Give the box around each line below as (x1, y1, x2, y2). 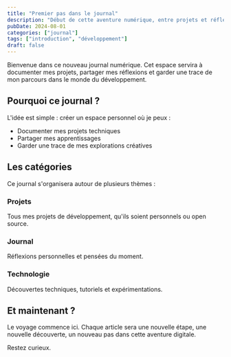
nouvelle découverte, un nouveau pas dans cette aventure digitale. (7, 330, 197, 338)
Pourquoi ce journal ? (7, 95, 100, 107)
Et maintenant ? (7, 305, 76, 316)
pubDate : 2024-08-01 (7, 23, 67, 30)
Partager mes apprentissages (16, 134, 101, 142)
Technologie (7, 269, 50, 279)
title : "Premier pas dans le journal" (7, 10, 118, 17)
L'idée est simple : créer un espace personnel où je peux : (7, 113, 171, 122)
